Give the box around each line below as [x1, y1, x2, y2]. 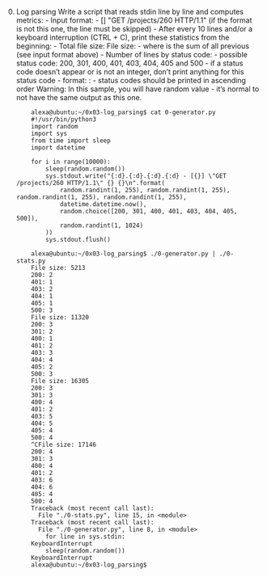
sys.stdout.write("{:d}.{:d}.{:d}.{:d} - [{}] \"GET [45, 172, 227, 180]
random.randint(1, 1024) [59, 221, 144, 230]
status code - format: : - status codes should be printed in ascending [15, 76, 247, 85]
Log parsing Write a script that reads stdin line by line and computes [15, 7, 244, 16]
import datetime [31, 144, 86, 152]
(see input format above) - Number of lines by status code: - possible [15, 50, 248, 59]
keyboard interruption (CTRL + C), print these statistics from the [15, 32, 230, 42]
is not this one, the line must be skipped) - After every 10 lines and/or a [15, 24, 253, 33]
